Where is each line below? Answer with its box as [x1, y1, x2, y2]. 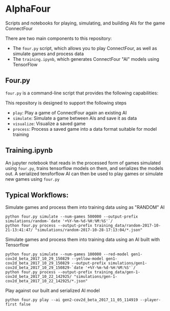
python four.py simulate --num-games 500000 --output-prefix [5, 214, 138, 220]
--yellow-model [71, 256, 104, 261]
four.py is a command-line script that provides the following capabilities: [5, 90, 158, 96]
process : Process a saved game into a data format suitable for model [12, 126, 157, 132]
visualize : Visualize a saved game [12, 121, 86, 127]
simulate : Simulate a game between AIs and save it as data [12, 115, 137, 121]
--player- [140, 297, 161, 303]
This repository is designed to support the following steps [5, 100, 127, 106]
